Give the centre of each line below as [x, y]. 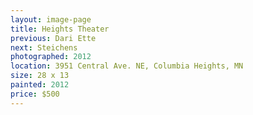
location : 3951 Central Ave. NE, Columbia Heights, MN [127, 66]
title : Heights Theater [60, 29]
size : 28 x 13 [40, 76]
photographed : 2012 [51, 57]
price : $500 [35, 94]
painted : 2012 [40, 85]
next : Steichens [44, 47]
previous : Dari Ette [53, 38]
